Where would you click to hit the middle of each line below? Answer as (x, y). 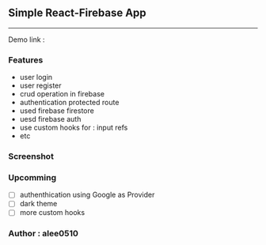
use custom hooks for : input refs (74, 128)
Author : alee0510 (44, 234)
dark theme (38, 204)
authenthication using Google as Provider (87, 195)
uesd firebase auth (50, 119)
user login (36, 77)
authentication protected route (69, 103)
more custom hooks (52, 213)
